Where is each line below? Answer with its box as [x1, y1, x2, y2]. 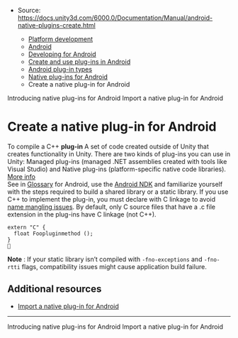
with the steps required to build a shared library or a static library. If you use [7, 187, 229, 196]
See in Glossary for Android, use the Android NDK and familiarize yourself [7, 180, 223, 188]
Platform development [28, 35, 93, 43]
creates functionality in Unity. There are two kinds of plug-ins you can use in [7, 149, 231, 158]
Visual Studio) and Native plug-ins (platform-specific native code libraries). [7, 165, 227, 173]
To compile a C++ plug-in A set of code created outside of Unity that [7, 142, 209, 151]
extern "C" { [7, 224, 46, 231]
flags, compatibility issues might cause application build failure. [21, 262, 207, 271]
